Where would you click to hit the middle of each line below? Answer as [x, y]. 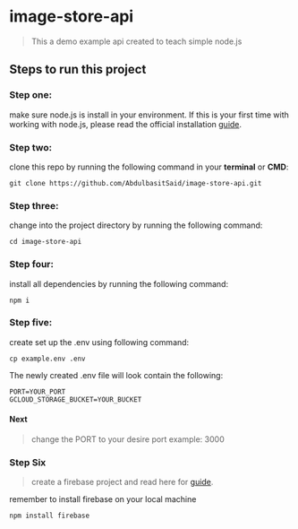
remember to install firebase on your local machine [103, 499]
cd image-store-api [46, 242]
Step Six [28, 462]
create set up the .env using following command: [99, 342]
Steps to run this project [78, 69]
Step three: [34, 205]
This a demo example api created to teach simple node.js [136, 41]
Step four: [31, 264]
